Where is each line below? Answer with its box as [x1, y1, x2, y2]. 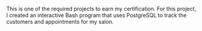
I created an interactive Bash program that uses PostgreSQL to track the [6, 12, 187, 19]
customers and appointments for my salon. [6, 18, 114, 25]
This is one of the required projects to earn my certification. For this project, [6, 5, 197, 12]
